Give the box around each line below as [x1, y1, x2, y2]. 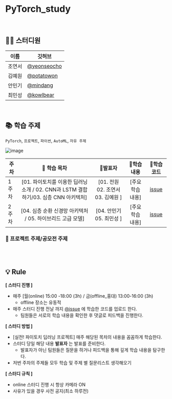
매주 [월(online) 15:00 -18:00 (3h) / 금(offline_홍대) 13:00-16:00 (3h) [12, 293, 154, 299]
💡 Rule [5, 268, 27, 276]
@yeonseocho [27, 62, 62, 69]
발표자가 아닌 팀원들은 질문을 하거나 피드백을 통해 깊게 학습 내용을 [20, 347, 152, 353]
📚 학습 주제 [5, 121, 41, 130]
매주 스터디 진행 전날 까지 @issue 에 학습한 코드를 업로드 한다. [12, 306, 137, 312]
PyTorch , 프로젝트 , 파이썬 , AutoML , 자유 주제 [5, 137, 87, 144]
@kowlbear [27, 91, 55, 98]
